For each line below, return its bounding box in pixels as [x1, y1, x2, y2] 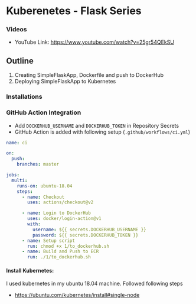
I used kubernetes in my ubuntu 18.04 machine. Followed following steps [6, 280, 183, 287]
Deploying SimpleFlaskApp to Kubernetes [14, 78, 116, 85]
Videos [6, 25, 27, 34]
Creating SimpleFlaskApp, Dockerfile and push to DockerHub [14, 72, 164, 79]
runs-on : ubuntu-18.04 [17, 183, 73, 189]
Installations [6, 93, 43, 101]
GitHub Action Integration [6, 108, 81, 117]
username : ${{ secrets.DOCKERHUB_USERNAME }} [32, 227, 146, 232]
